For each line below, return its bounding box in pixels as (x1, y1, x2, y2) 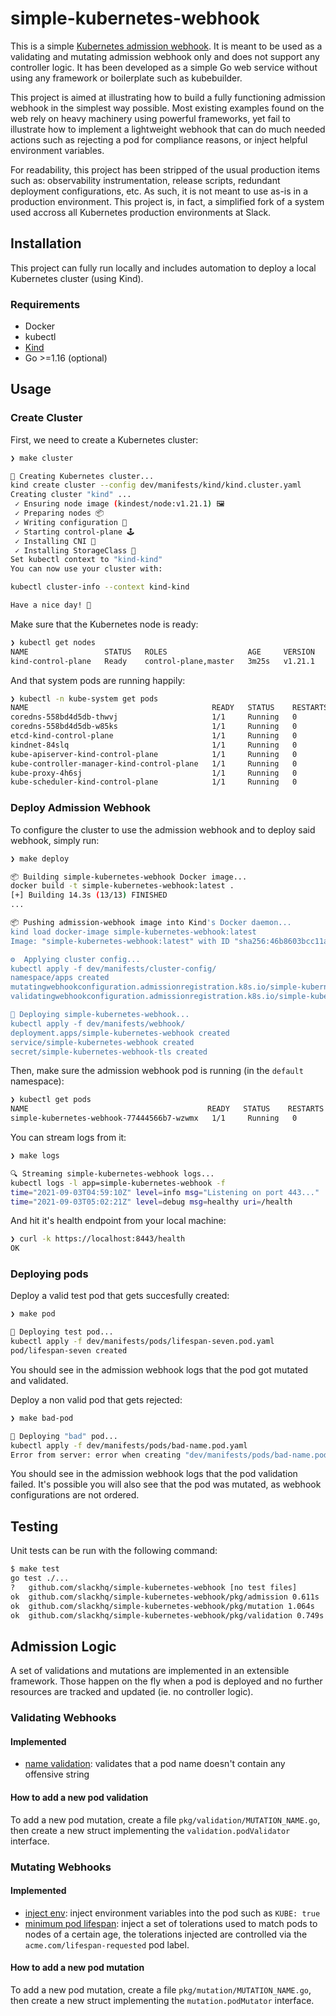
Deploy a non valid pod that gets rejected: (10, 1393, 183, 1406)
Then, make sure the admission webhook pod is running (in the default (10, 1065, 304, 1077)
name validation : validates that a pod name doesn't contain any (24, 1758, 286, 1770)
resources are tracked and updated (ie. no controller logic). (10, 1686, 254, 1698)
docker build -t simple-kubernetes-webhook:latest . (10, 881, 235, 891)
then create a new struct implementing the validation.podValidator (10, 1824, 291, 1836)
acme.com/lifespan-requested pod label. (24, 1938, 190, 1951)
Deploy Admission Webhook (10, 801, 152, 815)
